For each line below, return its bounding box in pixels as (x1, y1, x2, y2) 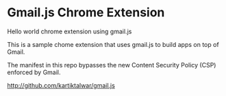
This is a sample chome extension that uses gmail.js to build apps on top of (7, 40, 219, 48)
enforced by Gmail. (7, 68, 61, 76)
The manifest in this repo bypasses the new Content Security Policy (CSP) (7, 61, 216, 69)
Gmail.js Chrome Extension (7, 5, 165, 20)
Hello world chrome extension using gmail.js (7, 27, 132, 35)
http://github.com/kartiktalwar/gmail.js (7, 81, 115, 89)
